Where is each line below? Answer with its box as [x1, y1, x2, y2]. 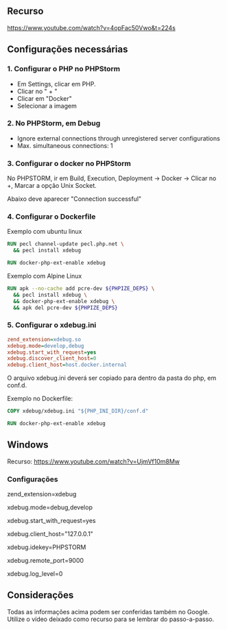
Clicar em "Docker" [16, 94, 72, 102]
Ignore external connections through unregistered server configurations [16, 134, 221, 143]
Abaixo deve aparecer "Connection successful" [7, 195, 142, 203]
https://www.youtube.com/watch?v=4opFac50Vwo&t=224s [7, 23, 176, 32]
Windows [7, 439, 49, 451]
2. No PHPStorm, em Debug [7, 119, 101, 128]
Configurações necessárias [7, 44, 128, 56]
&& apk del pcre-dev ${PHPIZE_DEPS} [13, 304, 118, 311]
